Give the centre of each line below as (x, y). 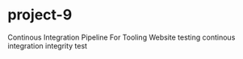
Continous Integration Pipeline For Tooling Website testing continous (121, 37)
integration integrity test (48, 45)
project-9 (40, 15)
